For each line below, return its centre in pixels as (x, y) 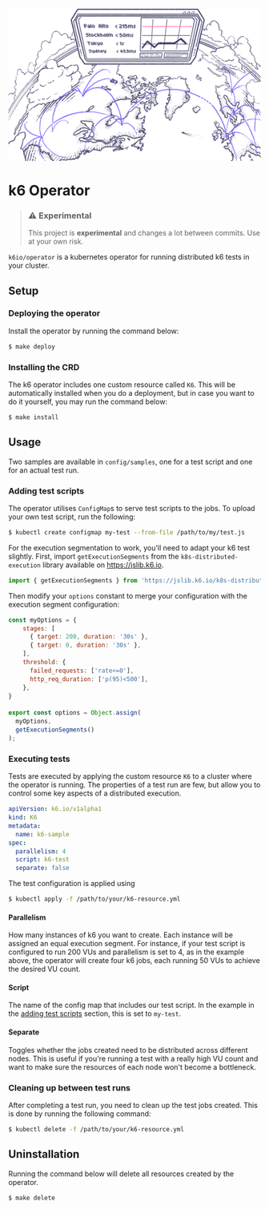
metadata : (25, 826)
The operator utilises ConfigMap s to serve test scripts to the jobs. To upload (132, 508)
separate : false (42, 868)
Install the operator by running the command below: (94, 331)
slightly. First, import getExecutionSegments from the (94, 556)
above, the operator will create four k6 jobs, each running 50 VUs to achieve (134, 961)
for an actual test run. (44, 470)
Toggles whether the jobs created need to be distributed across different (128, 1050)
